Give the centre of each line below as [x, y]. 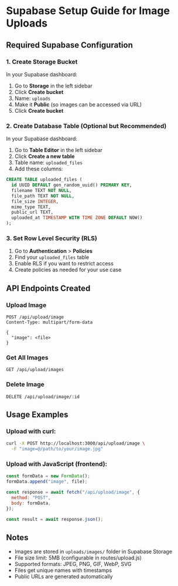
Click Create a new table [44, 156]
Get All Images [27, 358]
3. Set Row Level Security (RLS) [52, 238]
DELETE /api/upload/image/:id [43, 397]
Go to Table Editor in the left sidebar [59, 150]
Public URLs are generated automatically [64, 577]
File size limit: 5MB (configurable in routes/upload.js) [78, 558]
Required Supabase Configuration [69, 45]
